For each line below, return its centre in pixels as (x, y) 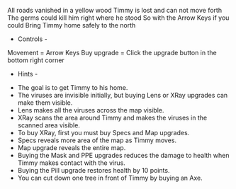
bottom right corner (36, 60)
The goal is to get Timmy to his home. (73, 87)
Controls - (32, 39)
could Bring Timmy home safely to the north (72, 25)
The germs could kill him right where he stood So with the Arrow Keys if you (118, 18)
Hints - (28, 74)
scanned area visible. (49, 125)
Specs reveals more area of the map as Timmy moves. (97, 140)
